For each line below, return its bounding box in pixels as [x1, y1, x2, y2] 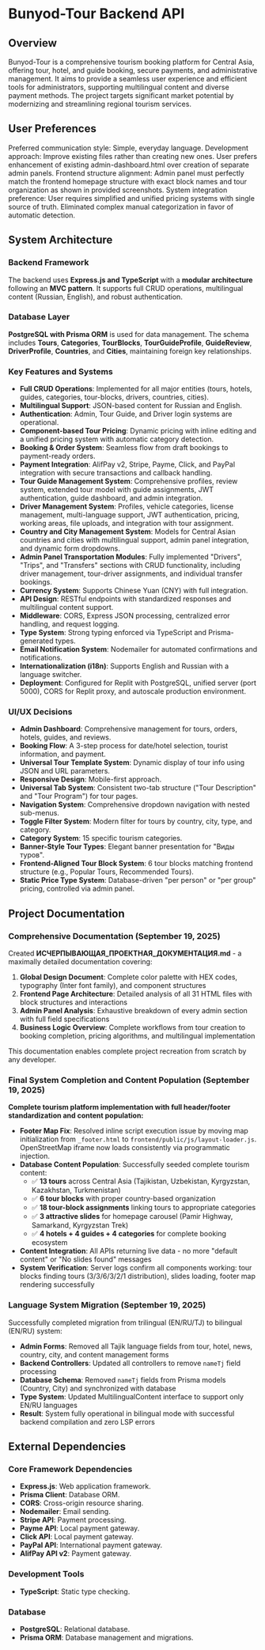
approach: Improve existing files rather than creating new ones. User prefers [8, 151, 258, 161]
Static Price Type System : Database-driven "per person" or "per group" [19, 876, 256, 885]
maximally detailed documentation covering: [8, 957, 153, 967]
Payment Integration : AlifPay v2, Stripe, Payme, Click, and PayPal [19, 460, 236, 469]
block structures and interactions [19, 997, 128, 1007]
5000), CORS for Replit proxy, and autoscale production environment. [19, 687, 247, 696]
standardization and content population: [8, 1111, 144, 1120]
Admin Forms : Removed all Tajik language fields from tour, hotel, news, [19, 1342, 253, 1351]
